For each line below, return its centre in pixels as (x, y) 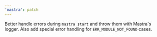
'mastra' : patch (21, 10)
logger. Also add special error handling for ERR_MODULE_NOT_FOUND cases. (78, 29)
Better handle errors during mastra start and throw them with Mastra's (78, 24)
